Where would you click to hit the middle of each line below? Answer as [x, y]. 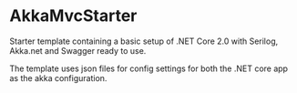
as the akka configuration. [58, 77]
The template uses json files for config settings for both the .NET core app [149, 68]
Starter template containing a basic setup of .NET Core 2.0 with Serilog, [144, 41]
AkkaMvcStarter [73, 16]
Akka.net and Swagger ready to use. [78, 50]
